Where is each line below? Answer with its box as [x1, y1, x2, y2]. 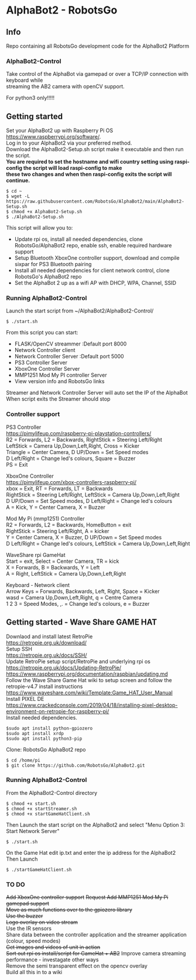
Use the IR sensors [6, 925, 51, 932]
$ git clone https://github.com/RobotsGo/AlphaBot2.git [6, 762, 145, 768]
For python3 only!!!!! [6, 95, 54, 102]
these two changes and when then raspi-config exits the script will [6, 171, 172, 178]
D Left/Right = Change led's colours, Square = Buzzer [6, 455, 136, 462]
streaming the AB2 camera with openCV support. [6, 83, 125, 90]
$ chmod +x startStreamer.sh [6, 806, 77, 811]
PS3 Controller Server [14, 359, 68, 366]
